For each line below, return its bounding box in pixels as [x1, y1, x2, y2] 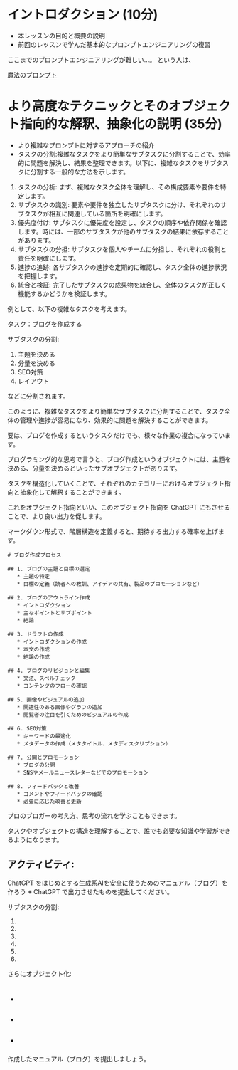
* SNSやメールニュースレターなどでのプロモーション [16, 769, 149, 776]
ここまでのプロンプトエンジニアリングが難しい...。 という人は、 [7, 55, 195, 64]
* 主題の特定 [16, 572, 50, 580]
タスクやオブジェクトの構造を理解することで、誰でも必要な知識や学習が [7, 827, 219, 835]
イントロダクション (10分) [7, 6, 158, 23]
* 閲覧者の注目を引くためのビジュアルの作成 [16, 711, 129, 718]
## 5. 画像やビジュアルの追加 [7, 696, 85, 703]
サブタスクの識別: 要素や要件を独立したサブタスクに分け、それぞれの [17, 200, 221, 209]
